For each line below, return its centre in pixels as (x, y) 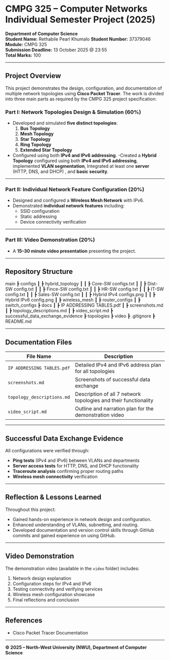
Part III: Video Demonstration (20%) (50, 240)
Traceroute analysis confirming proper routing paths (68, 471)
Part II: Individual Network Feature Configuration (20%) (75, 189)
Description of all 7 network (108, 394)
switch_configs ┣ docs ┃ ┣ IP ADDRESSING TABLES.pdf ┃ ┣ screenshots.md (84, 305)
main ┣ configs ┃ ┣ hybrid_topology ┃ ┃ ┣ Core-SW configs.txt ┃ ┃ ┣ (76, 284)
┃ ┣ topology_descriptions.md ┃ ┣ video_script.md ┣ (59, 311)
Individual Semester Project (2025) (80, 20)
